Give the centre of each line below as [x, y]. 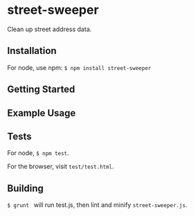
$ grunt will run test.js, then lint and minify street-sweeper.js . [97, 205]
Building [25, 188]
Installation [32, 51]
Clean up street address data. [50, 29]
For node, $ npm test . [38, 153]
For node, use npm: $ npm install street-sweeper [79, 67]
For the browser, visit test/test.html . [61, 166]
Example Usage [42, 113]
